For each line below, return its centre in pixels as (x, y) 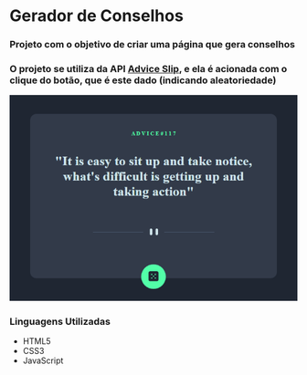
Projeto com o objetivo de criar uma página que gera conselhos (152, 45)
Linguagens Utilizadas (60, 322)
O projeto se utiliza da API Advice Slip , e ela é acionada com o (148, 69)
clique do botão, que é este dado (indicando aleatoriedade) (143, 80)
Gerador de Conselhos (97, 16)
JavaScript (43, 360)
